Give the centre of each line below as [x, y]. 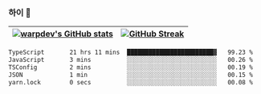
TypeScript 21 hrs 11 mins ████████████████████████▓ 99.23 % [130, 53]
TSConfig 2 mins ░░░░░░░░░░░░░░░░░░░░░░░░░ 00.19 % [130, 67]
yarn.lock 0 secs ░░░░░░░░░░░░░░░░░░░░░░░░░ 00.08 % [130, 82]
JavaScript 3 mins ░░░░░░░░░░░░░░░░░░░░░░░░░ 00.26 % [130, 60]
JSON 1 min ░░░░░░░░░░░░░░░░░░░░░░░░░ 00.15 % [130, 75]
